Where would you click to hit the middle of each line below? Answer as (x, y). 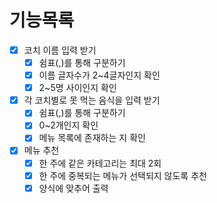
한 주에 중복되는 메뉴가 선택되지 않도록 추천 (122, 175)
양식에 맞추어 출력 (73, 188)
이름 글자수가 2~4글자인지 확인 (99, 75)
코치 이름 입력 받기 (60, 50)
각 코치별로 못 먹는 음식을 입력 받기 (92, 100)
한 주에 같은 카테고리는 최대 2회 (100, 163)
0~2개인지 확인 (68, 125)
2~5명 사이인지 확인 (77, 88)
